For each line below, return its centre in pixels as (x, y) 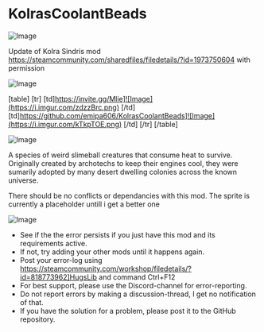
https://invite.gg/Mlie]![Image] (104, 98)
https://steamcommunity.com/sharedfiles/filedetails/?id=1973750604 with (129, 60)
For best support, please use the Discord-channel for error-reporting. (133, 285)
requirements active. (53, 243)
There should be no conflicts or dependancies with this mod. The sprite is (129, 195)
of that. (31, 302)
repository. (37, 319)
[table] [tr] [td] (32, 98)
